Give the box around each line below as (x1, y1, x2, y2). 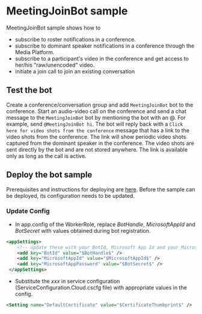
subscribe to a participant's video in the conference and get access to (14, 55, 189, 62)
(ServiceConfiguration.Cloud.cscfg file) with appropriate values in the (14, 284, 188, 291)
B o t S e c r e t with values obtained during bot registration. (14, 227, 151, 234)
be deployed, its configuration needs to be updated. (6, 192, 135, 199)
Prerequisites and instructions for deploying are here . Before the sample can (6, 185, 195, 193)
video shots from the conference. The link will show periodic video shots (6, 133, 186, 140)
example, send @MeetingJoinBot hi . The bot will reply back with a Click (6, 120, 183, 128)
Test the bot (6, 85, 52, 96)
